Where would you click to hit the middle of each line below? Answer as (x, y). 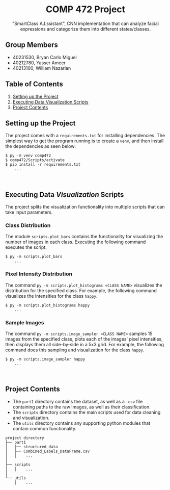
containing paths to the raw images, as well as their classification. (82, 407)
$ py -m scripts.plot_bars (34, 257)
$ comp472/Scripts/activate (35, 160)
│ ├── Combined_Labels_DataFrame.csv (48, 451)
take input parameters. (29, 212)
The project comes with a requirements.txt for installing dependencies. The (85, 136)
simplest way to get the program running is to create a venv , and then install (84, 141)
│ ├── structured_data (32, 447)
